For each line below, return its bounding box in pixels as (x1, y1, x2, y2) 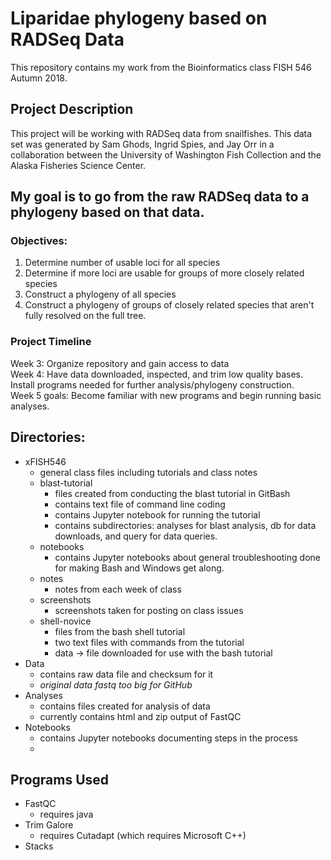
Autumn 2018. (10, 72, 68, 84)
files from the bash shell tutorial (54, 625, 186, 637)
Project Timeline (10, 335, 92, 349)
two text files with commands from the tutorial (54, 636, 245, 648)
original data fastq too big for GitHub (39, 678, 193, 691)
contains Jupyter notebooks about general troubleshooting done (54, 551, 321, 563)
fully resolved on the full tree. (24, 310, 147, 322)
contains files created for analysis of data (39, 700, 211, 712)
